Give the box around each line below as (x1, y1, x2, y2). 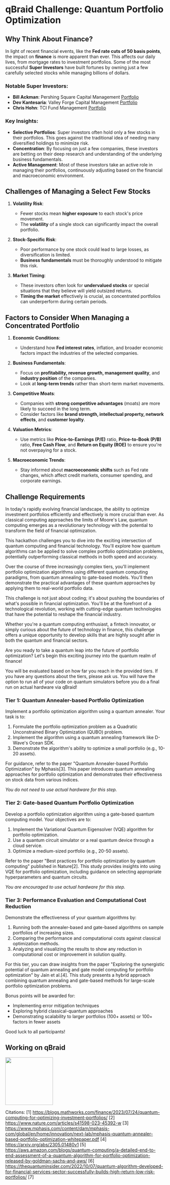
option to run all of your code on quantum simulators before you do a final (5, 679, 160, 685)
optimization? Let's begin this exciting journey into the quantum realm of (5, 653, 156, 659)
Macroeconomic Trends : (12, 457, 66, 463)
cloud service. (12, 842, 43, 849)
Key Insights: (5, 118, 39, 125)
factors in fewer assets (12, 1019, 61, 1025)
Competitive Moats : (12, 390, 56, 397)
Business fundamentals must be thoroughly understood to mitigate (20, 257, 162, 263)
